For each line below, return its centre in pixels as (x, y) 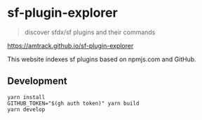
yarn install (26, 97)
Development (38, 81)
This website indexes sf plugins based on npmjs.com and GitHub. (102, 59)
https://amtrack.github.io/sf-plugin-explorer (70, 45)
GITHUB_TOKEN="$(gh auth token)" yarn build (73, 103)
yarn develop (26, 110)
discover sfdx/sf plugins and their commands (90, 32)
